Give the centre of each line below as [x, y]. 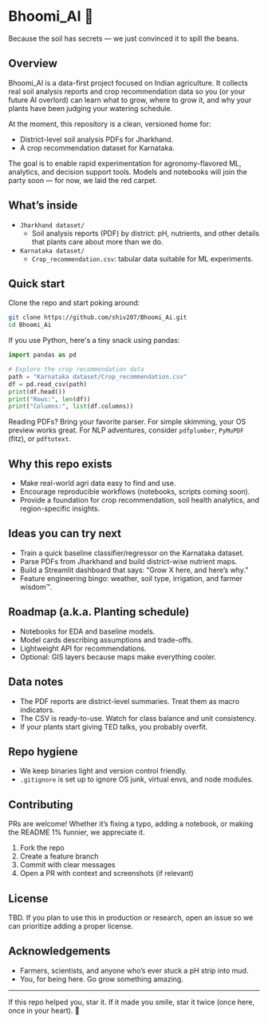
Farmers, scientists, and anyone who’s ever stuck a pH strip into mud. [134, 970]
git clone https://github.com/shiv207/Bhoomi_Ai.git [98, 318]
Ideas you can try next [65, 533]
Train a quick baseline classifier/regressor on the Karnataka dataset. [132, 553]
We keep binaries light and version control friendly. [103, 771]
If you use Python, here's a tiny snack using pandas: [94, 340]
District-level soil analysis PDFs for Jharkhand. [97, 139]
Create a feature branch [59, 856]
